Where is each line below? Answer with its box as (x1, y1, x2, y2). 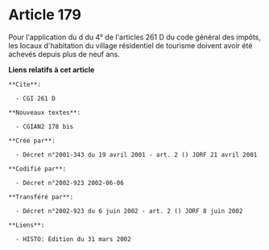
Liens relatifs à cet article (8, 64, 95, 74)
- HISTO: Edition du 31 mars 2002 (15, 235, 131, 243)
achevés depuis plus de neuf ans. (8, 49, 121, 59)
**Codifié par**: (8, 165, 67, 173)
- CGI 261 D (15, 94, 56, 102)
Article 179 (8, 6, 82, 24)
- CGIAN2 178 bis (15, 122, 74, 130)
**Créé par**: (8, 137, 56, 145)
